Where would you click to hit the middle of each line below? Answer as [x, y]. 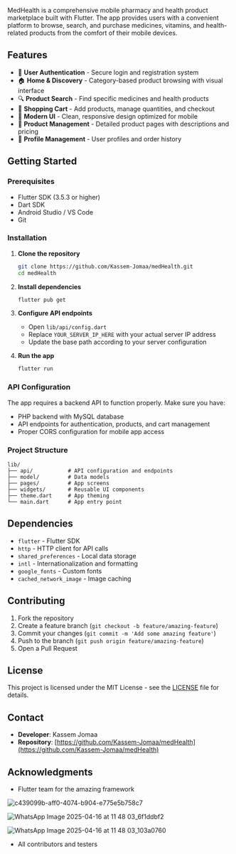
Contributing [36, 601]
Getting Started [42, 162]
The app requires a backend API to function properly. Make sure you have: [117, 402]
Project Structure [38, 450]
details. [18, 695]
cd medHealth [37, 273]
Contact [26, 717]
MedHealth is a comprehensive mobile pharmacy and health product [108, 10]
